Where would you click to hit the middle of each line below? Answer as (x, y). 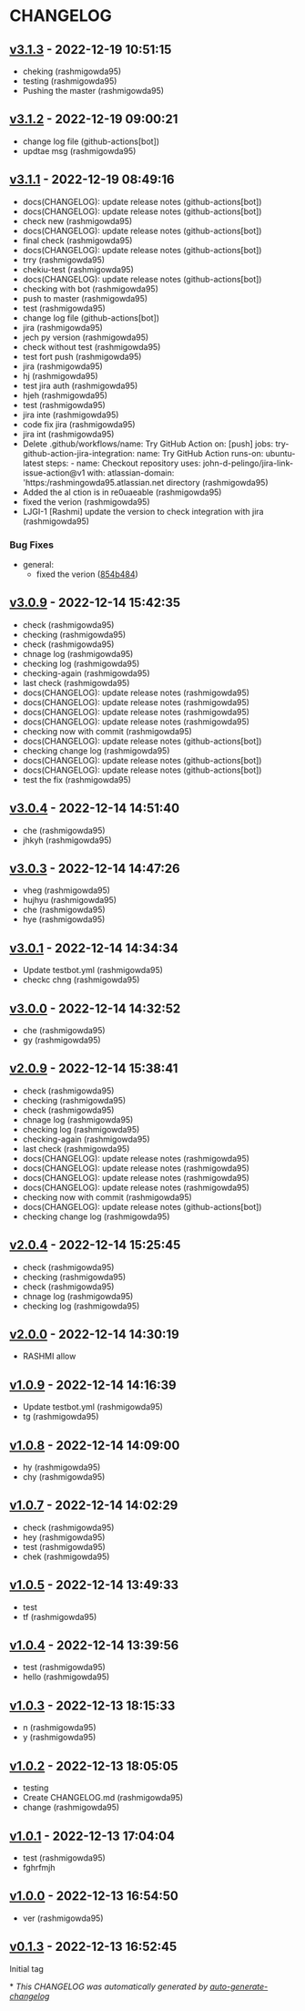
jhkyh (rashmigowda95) (67, 840)
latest (33, 463)
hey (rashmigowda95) (64, 1537)
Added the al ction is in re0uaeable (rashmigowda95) (122, 492)
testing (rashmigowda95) (70, 81)
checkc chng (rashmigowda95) (81, 980)
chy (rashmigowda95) (64, 1477)
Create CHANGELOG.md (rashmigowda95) (103, 1798)
